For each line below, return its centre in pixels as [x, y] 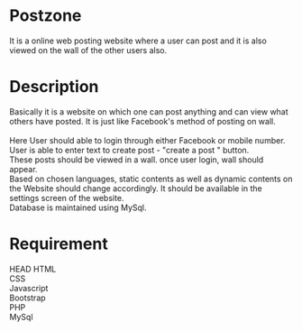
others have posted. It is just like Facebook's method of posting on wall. [143, 121]
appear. [23, 169]
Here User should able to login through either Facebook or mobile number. [147, 140]
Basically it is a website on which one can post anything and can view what [149, 111]
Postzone [46, 16]
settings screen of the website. [67, 198]
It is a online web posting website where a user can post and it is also [138, 41]
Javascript [29, 288]
